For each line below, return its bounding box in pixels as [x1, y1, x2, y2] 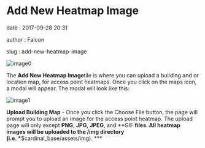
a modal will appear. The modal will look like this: [6, 84, 130, 92]
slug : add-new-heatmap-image [6, 47, 87, 55]
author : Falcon [6, 36, 45, 43]
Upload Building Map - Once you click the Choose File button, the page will [6, 108, 198, 115]
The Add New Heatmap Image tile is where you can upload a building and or [6, 71, 199, 79]
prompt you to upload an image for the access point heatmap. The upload [6, 115, 193, 122]
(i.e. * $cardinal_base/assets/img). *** [6, 134, 102, 142]
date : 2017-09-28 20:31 [6, 24, 68, 31]
